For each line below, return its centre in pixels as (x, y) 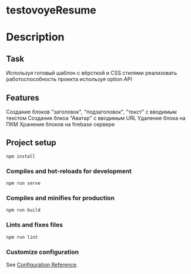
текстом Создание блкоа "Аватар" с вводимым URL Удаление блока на (96, 118)
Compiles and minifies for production (60, 198)
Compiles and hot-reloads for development (69, 171)
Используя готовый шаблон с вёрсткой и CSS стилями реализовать (92, 73)
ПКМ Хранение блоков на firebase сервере (61, 124)
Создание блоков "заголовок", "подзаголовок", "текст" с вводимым (92, 112)
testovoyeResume (51, 10)
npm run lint (22, 237)
